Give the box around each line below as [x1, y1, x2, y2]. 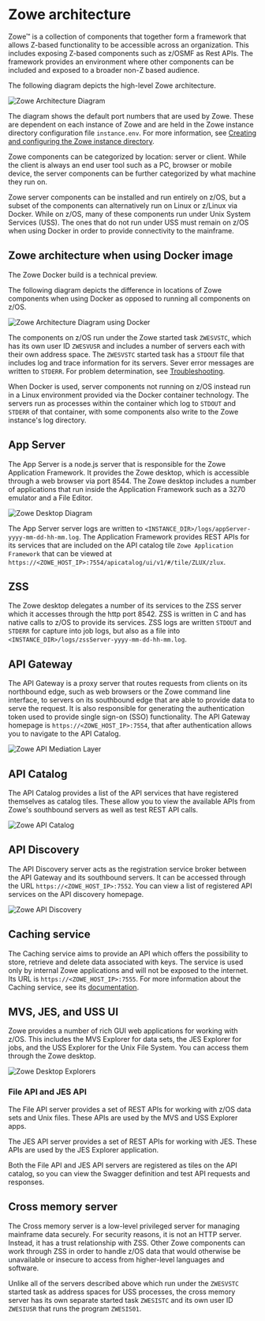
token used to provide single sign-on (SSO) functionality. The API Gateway [8, 712, 251, 721]
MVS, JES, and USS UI [8, 1005, 119, 1019]
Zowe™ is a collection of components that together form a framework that [8, 32, 247, 41]
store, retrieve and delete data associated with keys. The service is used [8, 957, 244, 967]
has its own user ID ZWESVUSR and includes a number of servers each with [8, 341, 246, 350]
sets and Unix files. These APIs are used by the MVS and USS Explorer [8, 1113, 238, 1122]
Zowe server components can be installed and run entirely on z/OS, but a [8, 192, 246, 202]
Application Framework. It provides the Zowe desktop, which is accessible [8, 467, 250, 477]
